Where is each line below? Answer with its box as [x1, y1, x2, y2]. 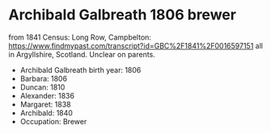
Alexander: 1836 [19, 90, 75, 100]
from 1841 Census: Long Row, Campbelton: [8, 32, 152, 42]
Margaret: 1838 [19, 99, 71, 109]
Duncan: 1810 [19, 82, 66, 92]
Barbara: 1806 [19, 73, 67, 83]
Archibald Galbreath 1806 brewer [8, 6, 237, 24]
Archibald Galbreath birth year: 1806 [19, 65, 142, 74]
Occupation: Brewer [19, 116, 87, 126]
